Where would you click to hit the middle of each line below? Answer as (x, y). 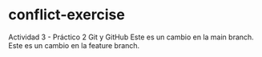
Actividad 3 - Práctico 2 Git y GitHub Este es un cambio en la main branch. (131, 37)
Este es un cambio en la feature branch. (74, 45)
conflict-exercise (67, 15)
